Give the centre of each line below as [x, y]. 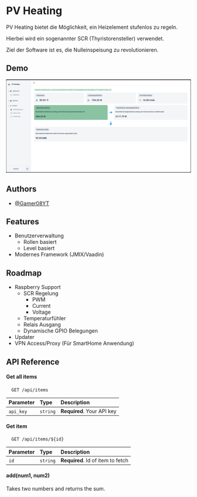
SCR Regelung [41, 293]
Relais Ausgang [42, 325]
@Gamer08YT [32, 203]
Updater [25, 337]
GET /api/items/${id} [38, 439]
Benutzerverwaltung [39, 236]
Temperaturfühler [45, 318]
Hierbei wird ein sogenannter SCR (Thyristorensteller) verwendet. [85, 38]
